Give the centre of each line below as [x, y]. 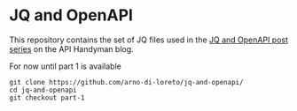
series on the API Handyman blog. [72, 48]
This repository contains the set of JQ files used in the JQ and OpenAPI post [149, 40]
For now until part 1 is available [65, 66]
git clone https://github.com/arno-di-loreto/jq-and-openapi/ [126, 82]
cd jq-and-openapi [43, 90]
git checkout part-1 [47, 98]
